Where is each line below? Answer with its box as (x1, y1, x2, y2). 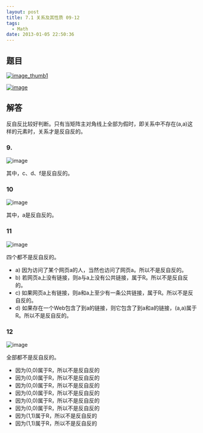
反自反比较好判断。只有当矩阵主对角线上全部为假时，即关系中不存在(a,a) (6, 120, 188, 128)
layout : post (6, 9, 39, 15)
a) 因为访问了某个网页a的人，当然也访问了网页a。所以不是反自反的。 (15, 266, 187, 273)
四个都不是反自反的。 (6, 253, 59, 261)
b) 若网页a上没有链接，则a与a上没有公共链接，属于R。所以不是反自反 (15, 274, 188, 281)
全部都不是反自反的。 (6, 353, 59, 361)
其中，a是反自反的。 (6, 211, 58, 219)
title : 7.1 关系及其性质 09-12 (6, 15, 80, 21)
